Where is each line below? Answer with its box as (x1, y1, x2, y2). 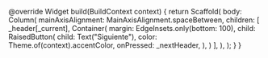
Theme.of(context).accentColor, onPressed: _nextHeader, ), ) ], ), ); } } (8, 41, 242, 50)
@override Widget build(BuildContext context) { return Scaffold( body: (8, 7, 242, 16)
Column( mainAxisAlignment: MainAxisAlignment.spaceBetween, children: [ (8, 15, 260, 25)
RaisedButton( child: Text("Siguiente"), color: (8, 32, 157, 41)
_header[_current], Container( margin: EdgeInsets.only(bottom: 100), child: (8, 24, 256, 33)
